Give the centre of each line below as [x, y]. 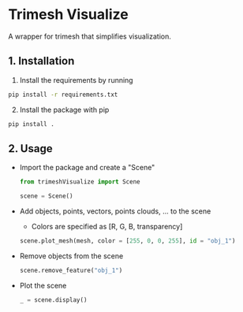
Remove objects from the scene [71, 256]
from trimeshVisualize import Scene [80, 182]
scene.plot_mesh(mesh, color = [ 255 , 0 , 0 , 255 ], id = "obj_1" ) [127, 241]
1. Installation [41, 61]
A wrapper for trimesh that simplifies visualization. [90, 36]
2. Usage [30, 149]
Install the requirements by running [76, 80]
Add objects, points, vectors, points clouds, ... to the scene [115, 211]
